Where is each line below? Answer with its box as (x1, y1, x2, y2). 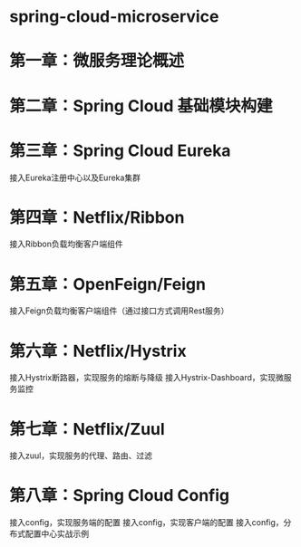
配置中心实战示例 (24, 528, 89, 540)
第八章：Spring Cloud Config (9, 485, 230, 506)
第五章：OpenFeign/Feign (9, 273, 207, 294)
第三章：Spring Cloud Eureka (9, 140, 231, 160)
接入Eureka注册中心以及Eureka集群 (9, 172, 141, 183)
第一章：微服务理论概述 (9, 51, 185, 72)
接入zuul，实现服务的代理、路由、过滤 (9, 450, 152, 461)
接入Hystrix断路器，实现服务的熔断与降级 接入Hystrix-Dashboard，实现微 (9, 372, 284, 383)
